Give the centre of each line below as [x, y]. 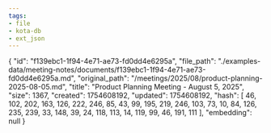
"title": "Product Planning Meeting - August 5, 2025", [156, 87]
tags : [17, 16]
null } [17, 121]
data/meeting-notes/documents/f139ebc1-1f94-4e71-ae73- [107, 70]
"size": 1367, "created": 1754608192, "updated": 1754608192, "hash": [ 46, [133, 96]
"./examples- [239, 61]
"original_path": [103, 78]
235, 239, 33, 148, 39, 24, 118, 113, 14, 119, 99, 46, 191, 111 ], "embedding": [130, 113]
